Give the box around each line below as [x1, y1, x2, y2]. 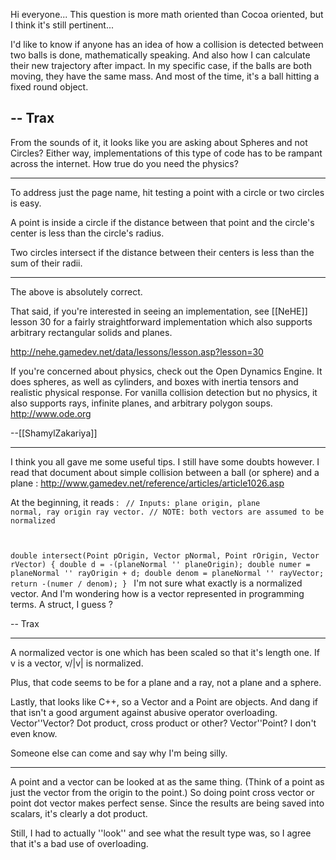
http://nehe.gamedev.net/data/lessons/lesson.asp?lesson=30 [10, 345, 264, 358]
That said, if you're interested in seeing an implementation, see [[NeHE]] [10, 305, 308, 317]
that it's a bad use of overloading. [10, 837, 149, 849]
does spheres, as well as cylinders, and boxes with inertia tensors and [10, 375, 299, 388]
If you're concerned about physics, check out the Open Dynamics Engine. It [10, 365, 323, 377]
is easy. [10, 197, 42, 209]
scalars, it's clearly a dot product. [10, 807, 148, 819]
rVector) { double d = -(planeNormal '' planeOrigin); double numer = [10, 559, 311, 569]
